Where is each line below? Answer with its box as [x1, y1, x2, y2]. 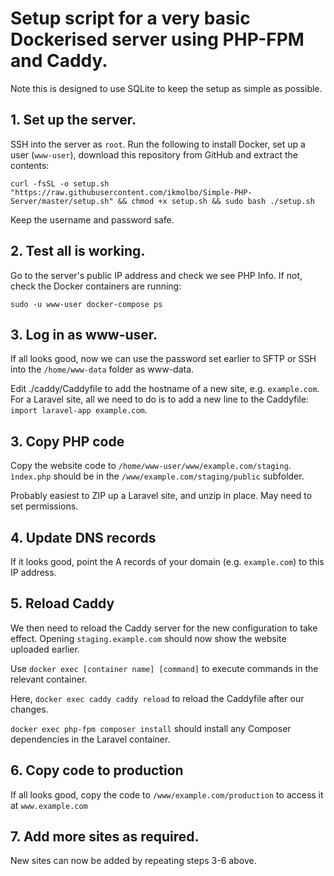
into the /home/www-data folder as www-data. [10, 363, 195, 376]
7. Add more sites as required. [10, 828, 200, 846]
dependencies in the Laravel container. [10, 733, 171, 745]
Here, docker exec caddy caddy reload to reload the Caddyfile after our [10, 692, 305, 704]
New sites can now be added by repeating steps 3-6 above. [10, 855, 257, 867]
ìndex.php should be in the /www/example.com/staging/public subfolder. [10, 470, 305, 482]
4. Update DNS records [10, 529, 157, 546]
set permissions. [10, 500, 79, 512]
